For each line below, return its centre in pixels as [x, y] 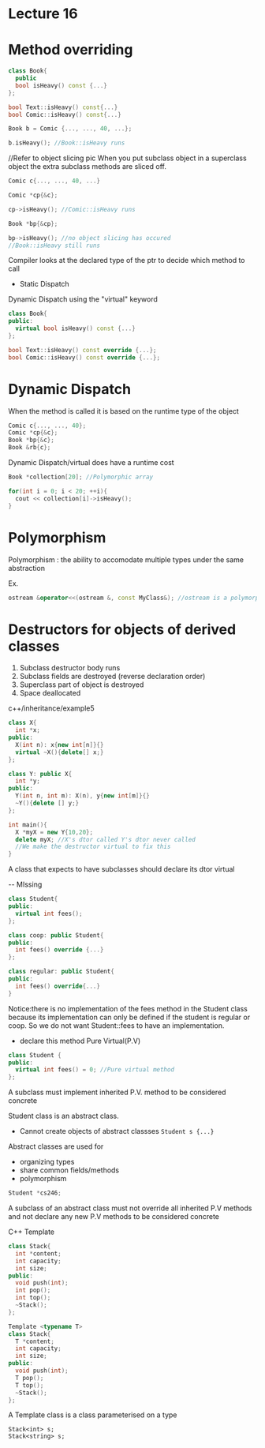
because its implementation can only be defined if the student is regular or [129, 1017]
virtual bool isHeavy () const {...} [75, 328]
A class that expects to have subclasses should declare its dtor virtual [121, 869]
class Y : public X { [40, 774]
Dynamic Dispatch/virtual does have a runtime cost [91, 463]
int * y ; [28, 781]
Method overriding [71, 50]
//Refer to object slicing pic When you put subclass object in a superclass [127, 158]
